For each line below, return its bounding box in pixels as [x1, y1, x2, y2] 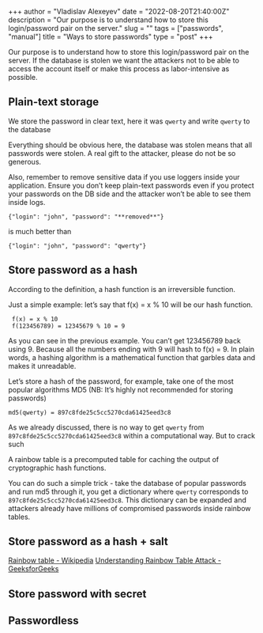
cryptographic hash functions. [8, 463, 107, 472]
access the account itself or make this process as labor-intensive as [8, 64, 230, 74]
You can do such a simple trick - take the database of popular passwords [8, 478, 246, 487]
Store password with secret [8, 587, 147, 601]
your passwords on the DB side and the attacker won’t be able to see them [8, 189, 251, 199]
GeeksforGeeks [8, 564, 59, 574]
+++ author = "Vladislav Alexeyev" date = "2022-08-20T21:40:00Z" [8, 7, 230, 16]
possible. [8, 73, 38, 81]
